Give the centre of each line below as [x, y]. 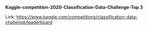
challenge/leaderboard [29, 22]
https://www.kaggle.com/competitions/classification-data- [77, 17]
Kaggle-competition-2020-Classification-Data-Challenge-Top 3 [74, 7]
